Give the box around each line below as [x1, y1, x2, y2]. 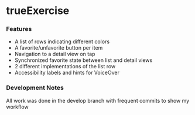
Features [6, 25, 32, 33]
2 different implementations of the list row [14, 63, 116, 70]
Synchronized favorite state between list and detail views [14, 57, 153, 64]
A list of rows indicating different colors [14, 38, 110, 45]
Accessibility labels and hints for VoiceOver [14, 69, 120, 76]
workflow [6, 103, 29, 110]
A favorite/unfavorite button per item [14, 44, 103, 51]
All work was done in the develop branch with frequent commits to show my [6, 97, 190, 104]
